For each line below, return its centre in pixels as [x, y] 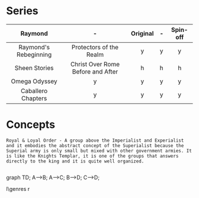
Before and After [95, 71]
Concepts [31, 125]
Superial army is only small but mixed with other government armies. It [99, 151]
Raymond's [34, 47]
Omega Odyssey [34, 81]
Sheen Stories [34, 68]
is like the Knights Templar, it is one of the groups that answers [92, 156]
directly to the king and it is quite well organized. [75, 161]
